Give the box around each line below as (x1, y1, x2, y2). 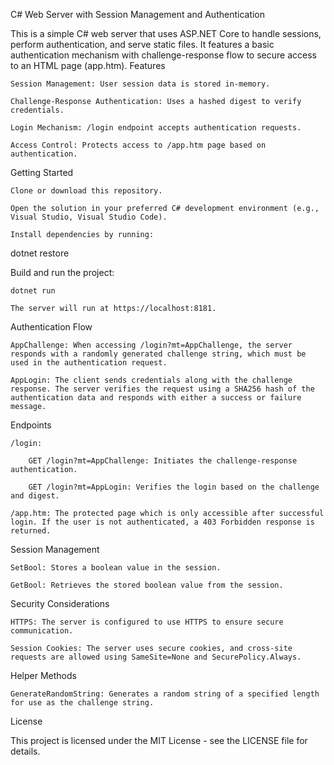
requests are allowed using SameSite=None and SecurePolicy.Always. (10, 652, 302, 662)
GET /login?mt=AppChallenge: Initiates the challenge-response (28, 456, 298, 466)
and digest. (10, 491, 60, 501)
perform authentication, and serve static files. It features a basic (10, 39, 275, 50)
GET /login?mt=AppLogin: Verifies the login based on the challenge (28, 482, 320, 492)
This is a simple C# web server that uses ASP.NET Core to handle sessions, (10, 28, 322, 39)
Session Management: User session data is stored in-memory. (10, 79, 271, 89)
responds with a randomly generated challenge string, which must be (10, 349, 307, 359)
